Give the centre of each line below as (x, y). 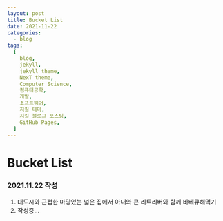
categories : (24, 33)
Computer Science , (46, 84)
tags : (15, 45)
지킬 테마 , (32, 109)
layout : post (26, 13)
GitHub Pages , (40, 122)
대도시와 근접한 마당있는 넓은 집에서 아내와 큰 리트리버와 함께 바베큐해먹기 (117, 202)
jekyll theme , (40, 71)
